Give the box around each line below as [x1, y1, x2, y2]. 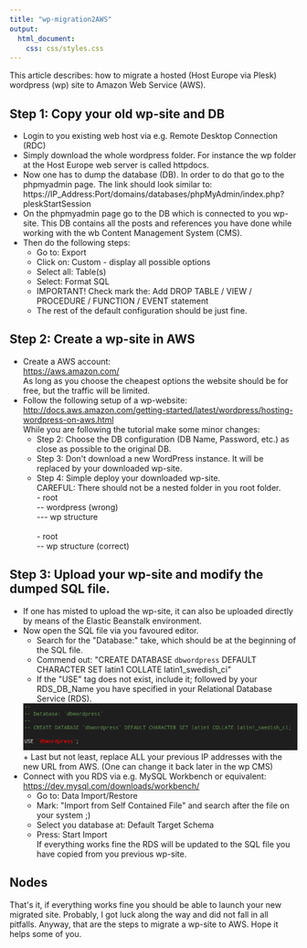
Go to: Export [36, 247, 87, 258]
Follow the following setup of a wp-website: [22, 394, 187, 406]
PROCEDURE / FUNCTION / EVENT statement [36, 295, 208, 306]
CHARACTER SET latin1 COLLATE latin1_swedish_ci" [36, 664, 231, 675]
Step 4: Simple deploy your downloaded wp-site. [36, 472, 221, 484]
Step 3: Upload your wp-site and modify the [9, 567, 264, 582]
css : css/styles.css [26, 44, 104, 53]
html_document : [17, 34, 76, 43]
